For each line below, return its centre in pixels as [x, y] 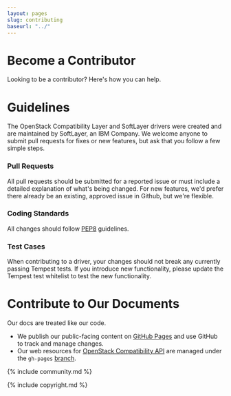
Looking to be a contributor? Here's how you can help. [84, 79]
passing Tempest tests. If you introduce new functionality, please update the [115, 269]
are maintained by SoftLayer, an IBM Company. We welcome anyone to [108, 134]
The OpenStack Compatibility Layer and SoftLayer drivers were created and [114, 126]
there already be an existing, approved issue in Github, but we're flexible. [111, 196]
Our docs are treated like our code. [57, 323]
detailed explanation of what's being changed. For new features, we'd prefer [115, 188]
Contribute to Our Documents [93, 304]
